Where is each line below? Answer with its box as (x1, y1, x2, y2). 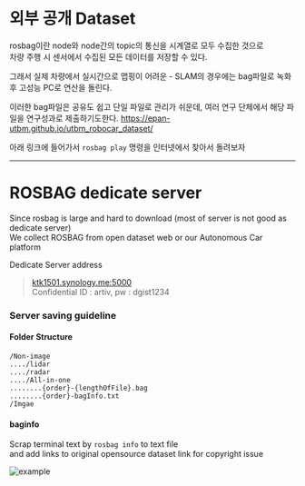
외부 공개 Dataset (9, 8, 136, 29)
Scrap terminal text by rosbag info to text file (9, 439, 179, 450)
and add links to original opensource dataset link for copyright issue (9, 449, 264, 460)
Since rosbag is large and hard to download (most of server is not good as (9, 213, 288, 223)
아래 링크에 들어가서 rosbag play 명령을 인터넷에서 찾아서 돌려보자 (9, 142, 246, 153)
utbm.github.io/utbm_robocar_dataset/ (9, 123, 153, 134)
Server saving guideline (9, 309, 116, 322)
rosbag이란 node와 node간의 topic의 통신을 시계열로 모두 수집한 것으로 (9, 40, 264, 51)
